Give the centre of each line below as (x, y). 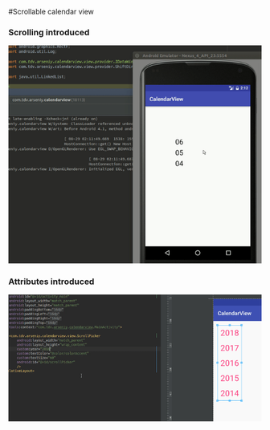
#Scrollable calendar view (51, 12)
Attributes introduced (51, 282)
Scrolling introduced (49, 32)
